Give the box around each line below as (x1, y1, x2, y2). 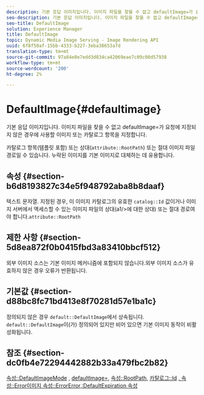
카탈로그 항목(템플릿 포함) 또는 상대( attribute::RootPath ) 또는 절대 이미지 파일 (6, 144, 195, 151)
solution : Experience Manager (6, 26, 83, 32)
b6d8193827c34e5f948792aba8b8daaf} (6, 180, 165, 191)
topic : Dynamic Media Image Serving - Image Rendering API (6, 37, 159, 43)
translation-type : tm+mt (6, 49, 69, 55)
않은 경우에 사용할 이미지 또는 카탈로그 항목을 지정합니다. (12, 131, 148, 139)
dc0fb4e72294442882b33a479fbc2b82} (6, 358, 169, 368)
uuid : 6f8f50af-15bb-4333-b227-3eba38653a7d (6, 43, 121, 49)
